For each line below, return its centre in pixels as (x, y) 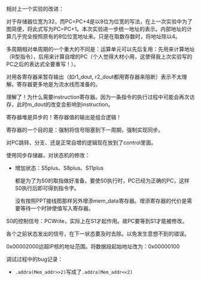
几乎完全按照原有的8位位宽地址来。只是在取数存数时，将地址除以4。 (96, 36)
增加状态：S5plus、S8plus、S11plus (59, 168)
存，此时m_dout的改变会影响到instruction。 (60, 104)
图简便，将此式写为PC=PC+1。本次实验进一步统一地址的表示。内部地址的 (97, 29)
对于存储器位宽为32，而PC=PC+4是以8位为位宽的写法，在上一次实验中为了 (99, 22)
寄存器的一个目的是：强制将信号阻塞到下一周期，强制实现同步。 (85, 130)
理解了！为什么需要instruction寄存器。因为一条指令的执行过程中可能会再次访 (100, 97)
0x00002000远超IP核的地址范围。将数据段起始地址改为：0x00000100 (93, 246)
